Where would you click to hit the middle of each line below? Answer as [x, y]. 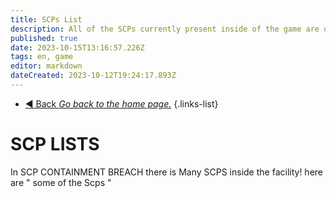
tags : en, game [42, 57]
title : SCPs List [46, 19]
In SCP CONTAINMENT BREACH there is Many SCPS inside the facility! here [166, 172]
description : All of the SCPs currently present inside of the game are [165, 29]
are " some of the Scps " [61, 182]
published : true [44, 38]
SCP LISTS [55, 144]
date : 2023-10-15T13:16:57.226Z [77, 47]
